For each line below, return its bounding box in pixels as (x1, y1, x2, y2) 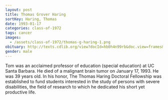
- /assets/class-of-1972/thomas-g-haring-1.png (9, 40, 111, 45)
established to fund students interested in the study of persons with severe (5, 78, 160, 85)
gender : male (5, 49, 32, 54)
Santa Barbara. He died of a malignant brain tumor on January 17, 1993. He (5, 68, 159, 74)
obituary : (5, 44, 26, 49)
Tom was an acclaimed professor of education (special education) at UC (5, 63, 154, 69)
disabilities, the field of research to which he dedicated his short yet (5, 84, 145, 90)
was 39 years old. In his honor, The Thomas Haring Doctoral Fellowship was (5, 73, 162, 79)
